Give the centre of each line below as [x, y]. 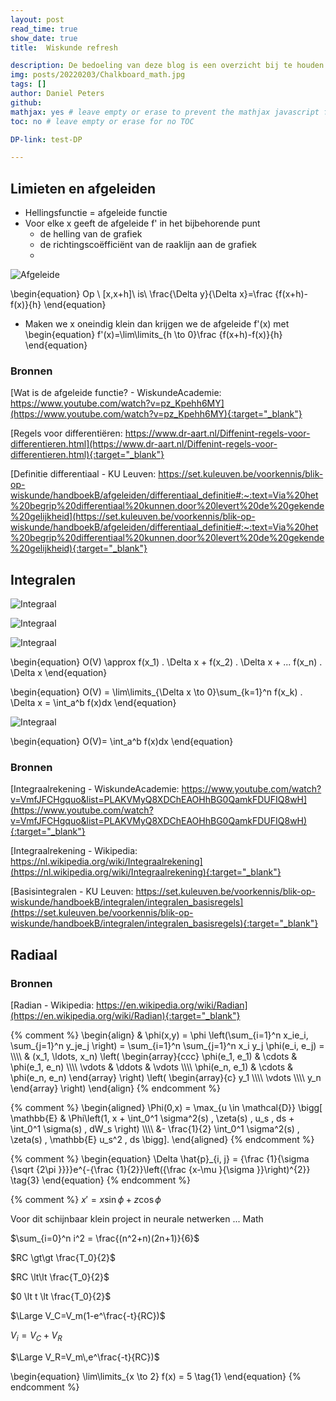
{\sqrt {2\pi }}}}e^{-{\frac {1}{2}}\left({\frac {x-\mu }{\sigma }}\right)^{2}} [160, 1170]
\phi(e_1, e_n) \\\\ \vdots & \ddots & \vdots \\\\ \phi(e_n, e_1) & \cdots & [152, 1067]
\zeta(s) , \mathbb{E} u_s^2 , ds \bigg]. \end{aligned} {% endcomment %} [162, 1140]
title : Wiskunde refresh [64, 47]
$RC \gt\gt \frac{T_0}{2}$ [63, 1258]
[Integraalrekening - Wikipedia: [74, 851]
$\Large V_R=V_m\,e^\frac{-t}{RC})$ [85, 1357]
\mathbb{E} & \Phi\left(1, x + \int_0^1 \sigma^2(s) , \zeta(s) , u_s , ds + [152, 1118]
